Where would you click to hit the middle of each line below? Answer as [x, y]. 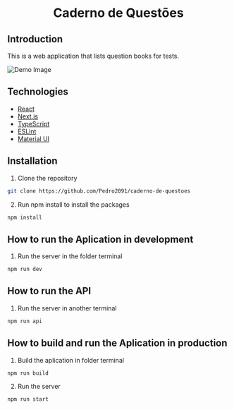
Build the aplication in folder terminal [71, 360]
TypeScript [33, 123]
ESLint [27, 131]
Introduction [35, 39]
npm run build [28, 373]
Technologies [38, 92]
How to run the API [49, 291]
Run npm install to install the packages [73, 204]
